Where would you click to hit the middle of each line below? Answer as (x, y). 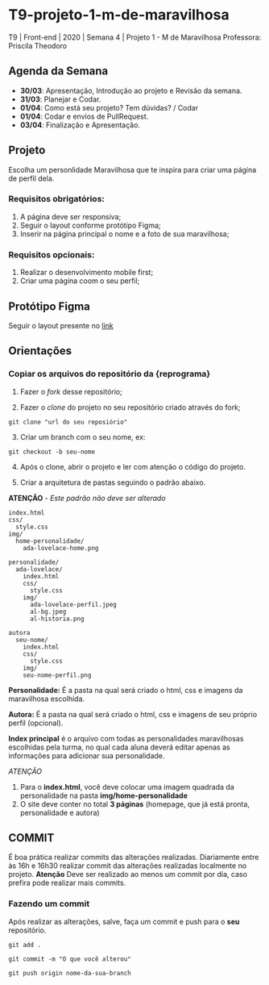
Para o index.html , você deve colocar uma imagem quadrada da (127, 787)
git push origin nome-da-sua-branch (70, 973)
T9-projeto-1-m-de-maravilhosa (119, 15)
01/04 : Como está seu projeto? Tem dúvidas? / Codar (109, 107)
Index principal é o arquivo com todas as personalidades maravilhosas (126, 738)
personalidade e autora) (60, 812)
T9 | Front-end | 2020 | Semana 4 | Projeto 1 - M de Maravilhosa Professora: (135, 37)
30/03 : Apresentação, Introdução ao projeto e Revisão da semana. (131, 90)
